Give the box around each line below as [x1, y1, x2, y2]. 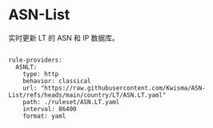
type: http [22, 70, 59, 78]
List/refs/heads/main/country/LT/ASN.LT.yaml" [8, 90, 167, 99]
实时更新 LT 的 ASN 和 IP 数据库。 [8, 33, 120, 42]
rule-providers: [8, 56, 62, 64]
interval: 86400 [22, 105, 78, 113]
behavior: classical [22, 77, 91, 85]
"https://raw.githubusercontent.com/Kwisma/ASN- [40, 84, 206, 92]
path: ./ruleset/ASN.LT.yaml [22, 98, 120, 106]
